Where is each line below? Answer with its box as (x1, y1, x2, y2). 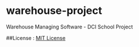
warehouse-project (6, 4, 103, 17)
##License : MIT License (6, 34, 66, 41)
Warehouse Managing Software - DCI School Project (6, 23, 133, 30)
